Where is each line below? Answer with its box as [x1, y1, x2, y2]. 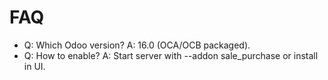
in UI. [23, 60, 46, 72]
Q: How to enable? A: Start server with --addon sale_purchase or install [23, 49, 319, 61]
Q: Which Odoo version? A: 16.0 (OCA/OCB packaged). [23, 39, 251, 51]
